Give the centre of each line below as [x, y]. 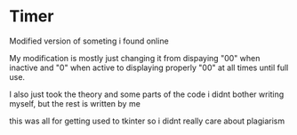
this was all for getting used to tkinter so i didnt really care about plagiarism [147, 121]
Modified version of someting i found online [89, 41]
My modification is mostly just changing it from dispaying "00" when [135, 58]
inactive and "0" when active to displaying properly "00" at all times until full [149, 67]
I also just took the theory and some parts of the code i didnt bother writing [147, 94]
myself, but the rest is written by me [75, 103]
